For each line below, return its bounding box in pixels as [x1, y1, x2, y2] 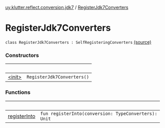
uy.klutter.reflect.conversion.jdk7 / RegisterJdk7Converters [5, 5, 128, 10]
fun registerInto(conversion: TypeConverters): [40, 111, 157, 116]
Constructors [5, 52, 39, 59]
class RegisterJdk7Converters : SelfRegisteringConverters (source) [5, 39, 152, 45]
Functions [5, 89, 30, 96]
